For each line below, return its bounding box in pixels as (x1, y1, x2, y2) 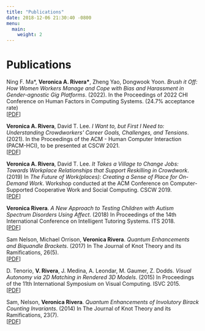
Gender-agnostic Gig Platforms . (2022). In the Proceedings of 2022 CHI (6, 91, 188, 98)
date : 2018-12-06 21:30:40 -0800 (6, 15, 92, 21)
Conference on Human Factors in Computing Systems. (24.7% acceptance (6, 98, 195, 105)
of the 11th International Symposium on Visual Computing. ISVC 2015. (6, 280, 181, 288)
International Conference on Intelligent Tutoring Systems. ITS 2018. (6, 217, 176, 225)
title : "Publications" (6, 9, 64, 15)
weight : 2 (17, 32, 43, 38)
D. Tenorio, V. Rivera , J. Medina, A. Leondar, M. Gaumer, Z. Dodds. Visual (6, 267, 192, 275)
